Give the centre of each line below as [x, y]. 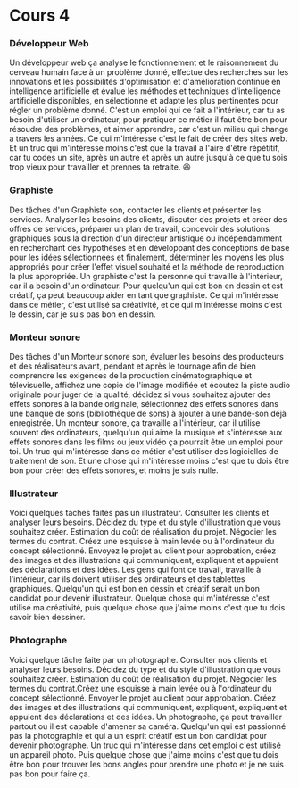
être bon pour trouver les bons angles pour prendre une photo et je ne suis [146, 764]
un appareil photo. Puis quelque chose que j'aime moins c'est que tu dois [144, 754]
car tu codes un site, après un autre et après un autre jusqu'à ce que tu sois [148, 158]
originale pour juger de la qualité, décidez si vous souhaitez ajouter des [140, 394]
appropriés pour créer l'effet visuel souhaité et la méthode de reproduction [147, 266]
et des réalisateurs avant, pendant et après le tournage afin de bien [133, 366]
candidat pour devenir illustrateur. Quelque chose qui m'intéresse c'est [140, 598]
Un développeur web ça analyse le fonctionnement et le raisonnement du [144, 62]
